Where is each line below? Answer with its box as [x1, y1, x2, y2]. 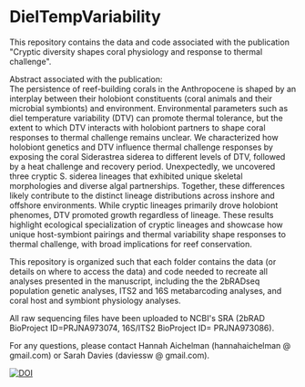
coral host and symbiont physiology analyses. [9, 295, 181, 306]
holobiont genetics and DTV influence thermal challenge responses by [9, 141, 273, 152]
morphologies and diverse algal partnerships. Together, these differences [9, 180, 285, 191]
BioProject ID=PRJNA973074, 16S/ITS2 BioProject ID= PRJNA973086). [9, 322, 275, 333]
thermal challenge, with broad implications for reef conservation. [9, 238, 253, 249]
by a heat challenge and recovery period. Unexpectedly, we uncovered [9, 161, 276, 172]
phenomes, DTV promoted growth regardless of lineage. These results [9, 209, 274, 220]
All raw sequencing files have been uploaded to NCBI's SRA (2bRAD [9, 312, 266, 323]
